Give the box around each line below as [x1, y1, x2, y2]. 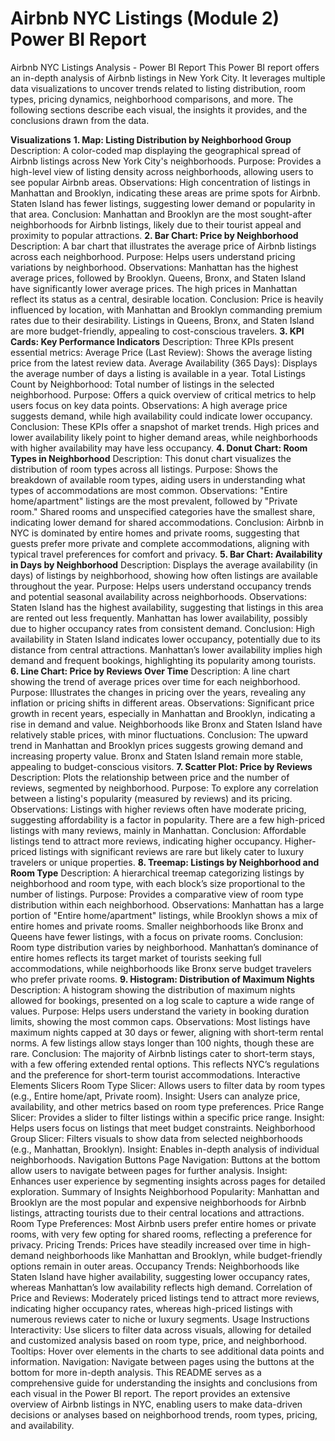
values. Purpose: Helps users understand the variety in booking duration [10, 1005, 310, 1017]
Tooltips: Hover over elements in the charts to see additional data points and [10, 1345, 325, 1357]
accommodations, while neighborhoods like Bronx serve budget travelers [10, 962, 312, 974]
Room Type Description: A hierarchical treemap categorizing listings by [10, 867, 305, 879]
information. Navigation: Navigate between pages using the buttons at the [10, 1355, 315, 1367]
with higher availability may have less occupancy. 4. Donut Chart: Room [10, 442, 308, 454]
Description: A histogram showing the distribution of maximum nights [10, 983, 296, 996]
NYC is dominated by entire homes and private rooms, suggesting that [10, 527, 300, 539]
